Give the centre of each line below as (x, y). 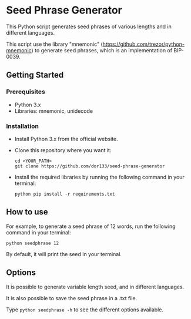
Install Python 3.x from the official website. (66, 139)
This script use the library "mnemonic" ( (54, 44)
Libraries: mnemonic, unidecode (53, 111)
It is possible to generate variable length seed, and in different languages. (95, 287)
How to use (27, 212)
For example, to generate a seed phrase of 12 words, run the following (91, 226)
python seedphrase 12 (33, 243)
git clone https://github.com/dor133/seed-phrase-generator (90, 166)
